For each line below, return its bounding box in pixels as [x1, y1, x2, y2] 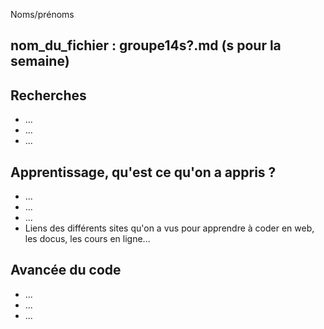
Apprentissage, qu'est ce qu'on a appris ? [10, 164, 277, 181]
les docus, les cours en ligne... [24, 233, 151, 245]
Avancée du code [10, 262, 122, 279]
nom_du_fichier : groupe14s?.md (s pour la [10, 37, 282, 54]
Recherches [10, 87, 87, 104]
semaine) [10, 53, 70, 70]
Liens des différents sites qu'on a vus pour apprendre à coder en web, [24, 222, 315, 234]
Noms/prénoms [10, 9, 75, 20]
